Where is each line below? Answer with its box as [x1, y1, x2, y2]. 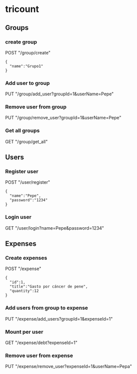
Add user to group [5, 79, 50, 86]
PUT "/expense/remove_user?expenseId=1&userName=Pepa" [5, 364, 132, 370]
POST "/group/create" [5, 49, 51, 55]
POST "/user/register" [5, 179, 50, 185]
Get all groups [5, 127, 40, 134]
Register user [5, 168, 39, 175]
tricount [5, 3, 39, 15]
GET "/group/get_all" [5, 138, 48, 144]
